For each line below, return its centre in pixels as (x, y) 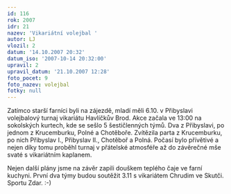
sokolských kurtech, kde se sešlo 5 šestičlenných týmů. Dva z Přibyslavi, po (116, 125)
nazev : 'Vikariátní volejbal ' (52, 33)
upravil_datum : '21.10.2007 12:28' (59, 71)
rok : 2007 (22, 20)
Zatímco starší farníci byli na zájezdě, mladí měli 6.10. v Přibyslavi (100, 111)
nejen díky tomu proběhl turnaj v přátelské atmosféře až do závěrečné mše (114, 148)
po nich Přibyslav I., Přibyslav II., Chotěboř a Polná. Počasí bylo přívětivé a (113, 140)
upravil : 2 (23, 65)
